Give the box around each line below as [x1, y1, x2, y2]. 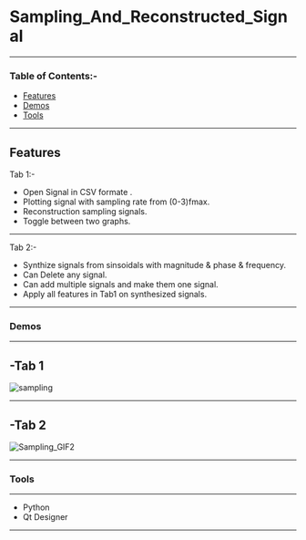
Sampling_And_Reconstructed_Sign [9, 6, 289, 27]
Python [22, 502, 50, 513]
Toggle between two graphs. [22, 216, 131, 227]
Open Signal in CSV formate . [22, 187, 133, 198]
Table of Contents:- [9, 69, 98, 82]
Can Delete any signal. [22, 269, 107, 280]
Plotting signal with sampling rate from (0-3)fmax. [22, 196, 210, 207]
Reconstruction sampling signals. [22, 206, 148, 217]
